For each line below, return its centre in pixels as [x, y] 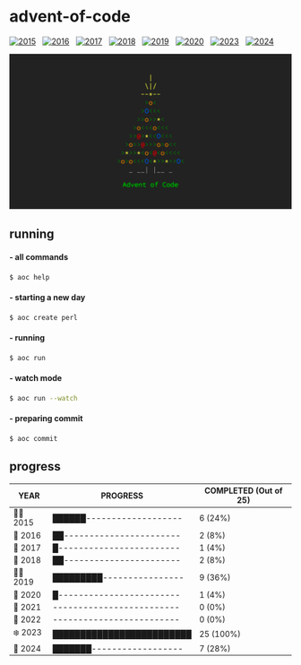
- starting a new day [47, 298]
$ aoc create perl [43, 317]
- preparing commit [46, 419]
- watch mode [36, 378]
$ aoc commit [34, 438]
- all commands [39, 257]
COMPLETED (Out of [244, 491]
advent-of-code [70, 17]
